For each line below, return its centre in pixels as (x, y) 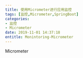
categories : (17, 19)
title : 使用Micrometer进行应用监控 (39, 10)
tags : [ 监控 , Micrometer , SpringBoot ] (42, 14)
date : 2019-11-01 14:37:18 (33, 32)
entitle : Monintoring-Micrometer (39, 37)
